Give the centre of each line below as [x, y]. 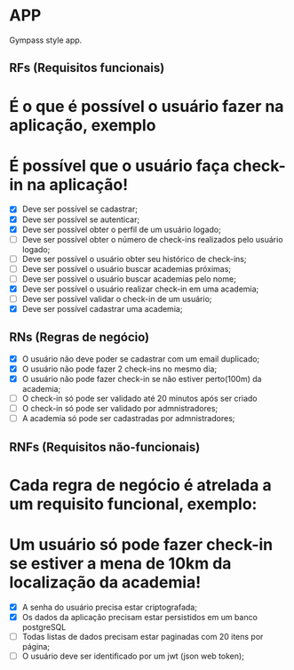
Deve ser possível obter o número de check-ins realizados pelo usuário [152, 239]
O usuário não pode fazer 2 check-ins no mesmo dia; [119, 369]
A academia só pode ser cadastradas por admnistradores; [128, 419]
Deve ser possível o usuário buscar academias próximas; [127, 268]
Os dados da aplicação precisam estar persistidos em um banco [139, 617]
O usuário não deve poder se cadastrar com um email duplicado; [141, 359]
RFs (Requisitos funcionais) [87, 68]
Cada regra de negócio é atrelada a [141, 485]
